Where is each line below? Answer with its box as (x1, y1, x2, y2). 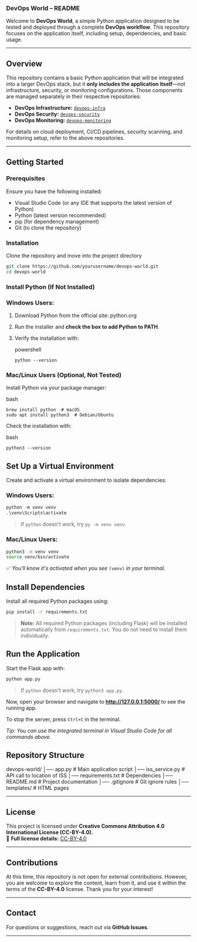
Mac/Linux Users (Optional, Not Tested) (6, 371, 122, 379)
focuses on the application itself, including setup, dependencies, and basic (6, 30, 187, 37)
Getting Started (6, 157, 64, 167)
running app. (6, 704, 37, 711)
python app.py (6, 676, 41, 682)
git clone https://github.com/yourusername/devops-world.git (6, 264, 159, 269)
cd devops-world (6, 269, 46, 275)
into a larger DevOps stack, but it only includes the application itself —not (6, 80, 186, 87)
